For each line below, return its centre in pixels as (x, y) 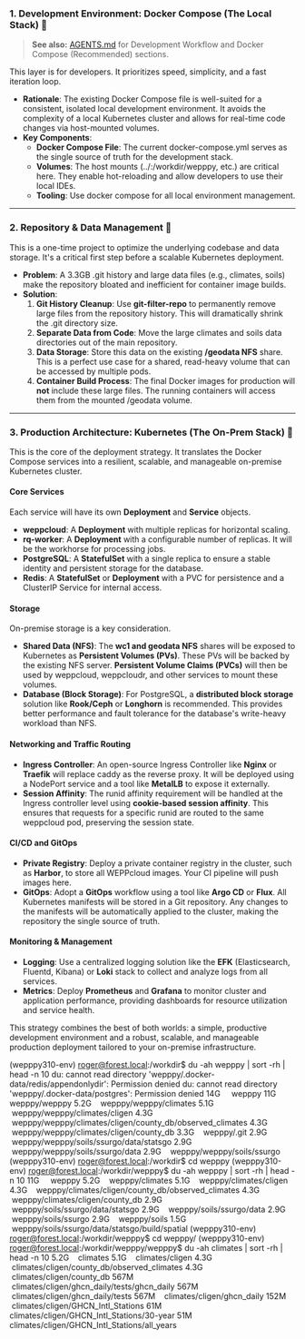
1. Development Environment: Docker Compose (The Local (141, 14)
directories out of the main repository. (107, 342)
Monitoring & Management (61, 941)
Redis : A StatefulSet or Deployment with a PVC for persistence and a (153, 578)
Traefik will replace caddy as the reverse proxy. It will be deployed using (158, 773)
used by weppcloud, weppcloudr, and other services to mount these (150, 675)
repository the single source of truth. (91, 921)
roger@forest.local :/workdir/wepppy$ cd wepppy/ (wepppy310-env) (137, 1238)
